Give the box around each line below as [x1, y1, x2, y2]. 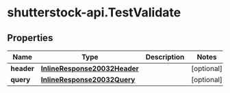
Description [145, 53, 185, 62]
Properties [7, 32, 53, 44]
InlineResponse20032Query [40, 75, 136, 84]
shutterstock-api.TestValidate [7, 5, 181, 21]
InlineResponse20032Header [40, 64, 139, 73]
